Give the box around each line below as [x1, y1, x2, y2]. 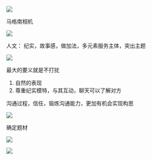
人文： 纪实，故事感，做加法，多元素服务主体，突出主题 [6, 42, 146, 49]
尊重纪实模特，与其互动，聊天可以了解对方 [15, 87, 122, 94]
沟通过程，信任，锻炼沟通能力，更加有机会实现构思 [6, 100, 134, 107]
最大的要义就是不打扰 [6, 67, 59, 73]
